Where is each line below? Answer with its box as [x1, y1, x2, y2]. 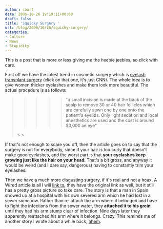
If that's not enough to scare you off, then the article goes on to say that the [5, 141, 157, 147]
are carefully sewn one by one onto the [65, 107, 145, 113]
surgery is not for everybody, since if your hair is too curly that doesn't [5, 146, 147, 152]
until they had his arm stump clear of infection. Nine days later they [5, 208, 140, 214]
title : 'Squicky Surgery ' [5, 21, 60, 26]
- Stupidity [5, 43, 29, 48]
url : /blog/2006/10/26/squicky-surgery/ [5, 25, 89, 30]
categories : [5, 30, 29, 35]
